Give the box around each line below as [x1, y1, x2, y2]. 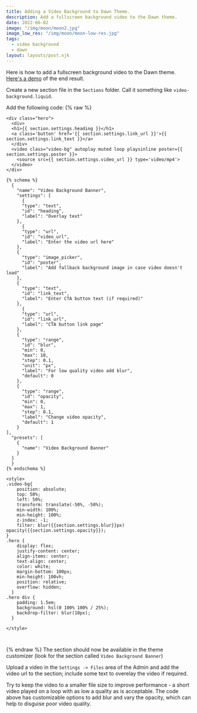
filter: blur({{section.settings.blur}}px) [16, 522, 125, 528]
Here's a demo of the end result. [6, 75, 85, 82]
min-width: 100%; [16, 507, 59, 513]
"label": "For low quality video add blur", [21, 367, 133, 374]
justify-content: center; [16, 548, 81, 554]
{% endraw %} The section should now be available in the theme [6, 646, 163, 653]
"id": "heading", [21, 208, 65, 214]
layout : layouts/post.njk [6, 52, 69, 58]
